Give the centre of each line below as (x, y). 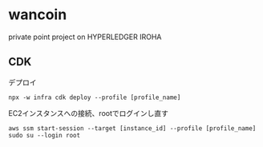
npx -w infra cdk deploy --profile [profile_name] (95, 97)
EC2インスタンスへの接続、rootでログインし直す (89, 113)
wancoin (38, 15)
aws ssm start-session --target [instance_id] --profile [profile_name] (132, 128)
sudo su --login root (45, 135)
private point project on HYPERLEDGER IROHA (85, 37)
